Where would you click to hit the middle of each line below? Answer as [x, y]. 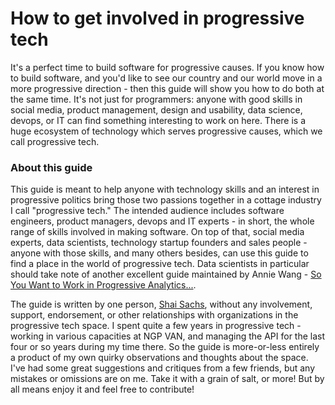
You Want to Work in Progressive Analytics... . [103, 285]
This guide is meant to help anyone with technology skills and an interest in [165, 189]
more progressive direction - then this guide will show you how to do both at [167, 88]
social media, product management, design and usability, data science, [156, 109]
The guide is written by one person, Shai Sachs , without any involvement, [161, 304]
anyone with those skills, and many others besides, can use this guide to [159, 253]
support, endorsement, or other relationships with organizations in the [154, 315]
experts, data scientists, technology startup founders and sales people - [159, 243]
